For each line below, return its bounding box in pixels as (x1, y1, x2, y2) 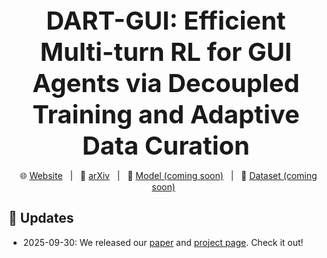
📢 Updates (8, 210, 75, 227)
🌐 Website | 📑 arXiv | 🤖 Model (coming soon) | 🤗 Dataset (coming (19, 170, 318, 181)
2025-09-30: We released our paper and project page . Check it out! (22, 236, 304, 248)
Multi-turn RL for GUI (39, 36, 293, 68)
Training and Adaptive (32, 99, 300, 130)
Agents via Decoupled (32, 67, 300, 99)
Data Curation (81, 130, 251, 161)
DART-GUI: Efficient (46, 5, 286, 36)
